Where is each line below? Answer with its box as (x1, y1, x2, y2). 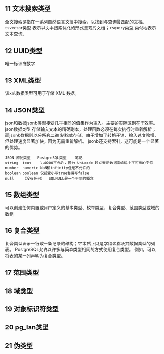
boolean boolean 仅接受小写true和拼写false (5, 171, 90, 176)
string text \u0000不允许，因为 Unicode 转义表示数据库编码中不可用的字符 (5, 161, 153, 165)
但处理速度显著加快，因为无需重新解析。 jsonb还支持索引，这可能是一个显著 (5, 138, 159, 144)
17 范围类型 (5, 269, 39, 277)
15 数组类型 (5, 191, 40, 199)
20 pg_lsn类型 (5, 323, 49, 331)
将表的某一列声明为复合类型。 (5, 252, 65, 259)
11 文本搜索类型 (5, 4, 51, 13)
